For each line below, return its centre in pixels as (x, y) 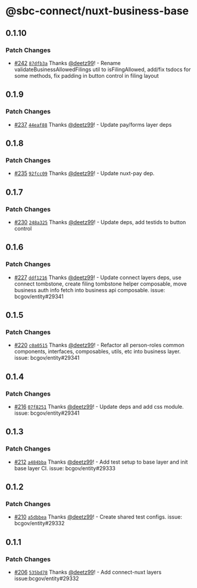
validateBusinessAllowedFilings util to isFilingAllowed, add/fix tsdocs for (102, 69)
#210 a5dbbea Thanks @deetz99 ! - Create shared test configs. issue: (98, 517)
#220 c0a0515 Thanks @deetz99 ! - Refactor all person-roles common (99, 345)
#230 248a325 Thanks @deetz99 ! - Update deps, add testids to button (100, 222)
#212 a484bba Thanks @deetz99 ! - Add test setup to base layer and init (101, 462)
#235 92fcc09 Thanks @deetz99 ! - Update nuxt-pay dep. (84, 173)
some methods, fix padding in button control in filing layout (86, 75)
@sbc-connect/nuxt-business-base (97, 11)
